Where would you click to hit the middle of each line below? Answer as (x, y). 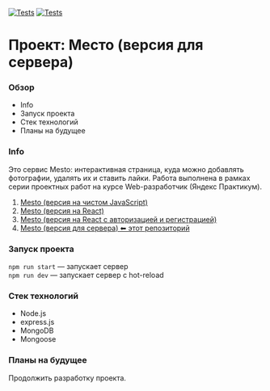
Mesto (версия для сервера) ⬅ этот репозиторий (105, 228)
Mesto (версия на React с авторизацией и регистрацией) (118, 219)
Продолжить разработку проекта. (67, 378)
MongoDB (37, 330)
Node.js (33, 313)
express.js (37, 322)
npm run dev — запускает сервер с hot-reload (86, 275)
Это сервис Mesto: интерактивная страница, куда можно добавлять (126, 169)
